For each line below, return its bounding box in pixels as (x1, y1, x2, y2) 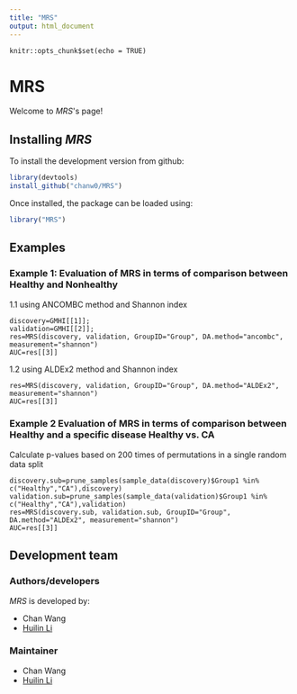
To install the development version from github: (9, 156, 184, 167)
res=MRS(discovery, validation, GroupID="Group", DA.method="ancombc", (9, 332, 283, 341)
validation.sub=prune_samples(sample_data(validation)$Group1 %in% (9, 491, 268, 500)
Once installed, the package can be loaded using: (9, 198, 193, 208)
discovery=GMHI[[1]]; (9, 316, 91, 325)
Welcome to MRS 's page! (9, 105, 103, 117)
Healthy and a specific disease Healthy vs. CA (9, 428, 215, 441)
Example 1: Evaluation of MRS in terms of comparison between (9, 267, 289, 280)
